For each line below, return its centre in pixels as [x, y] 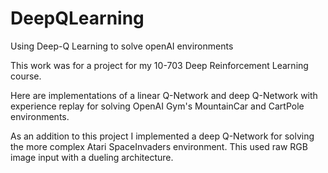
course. [26, 76]
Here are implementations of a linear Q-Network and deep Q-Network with [164, 95]
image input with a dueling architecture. [92, 157]
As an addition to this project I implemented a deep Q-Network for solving [162, 136]
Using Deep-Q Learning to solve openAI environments [122, 46]
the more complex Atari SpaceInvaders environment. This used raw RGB [159, 146]
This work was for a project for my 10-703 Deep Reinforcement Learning [159, 65]
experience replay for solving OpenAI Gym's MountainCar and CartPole [157, 106]
